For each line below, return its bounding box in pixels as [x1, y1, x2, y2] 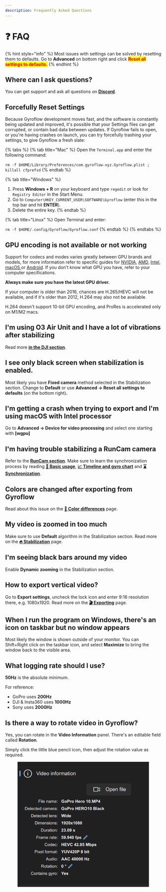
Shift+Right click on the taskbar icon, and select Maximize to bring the [5, 642, 149, 648]
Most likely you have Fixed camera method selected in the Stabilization [5, 379, 151, 385]
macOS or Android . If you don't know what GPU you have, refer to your [5, 264, 150, 270]
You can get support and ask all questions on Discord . [5, 89, 116, 95]
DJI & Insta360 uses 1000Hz [12, 699, 71, 705]
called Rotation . [5, 737, 38, 743]
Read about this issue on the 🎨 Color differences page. [5, 506, 118, 512]
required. [5, 752, 24, 758]
